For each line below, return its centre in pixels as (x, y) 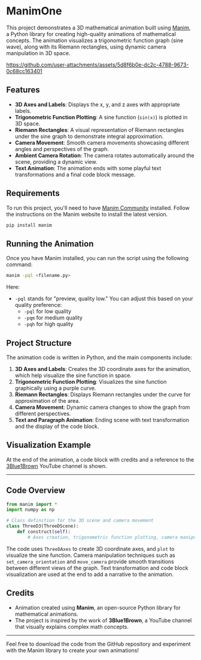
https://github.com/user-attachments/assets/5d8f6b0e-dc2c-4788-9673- (98, 65)
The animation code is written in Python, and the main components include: (99, 357)
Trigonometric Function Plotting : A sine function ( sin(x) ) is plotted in (101, 117)
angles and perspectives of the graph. (62, 149)
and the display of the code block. (57, 426)
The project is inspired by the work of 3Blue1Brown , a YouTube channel (103, 620)
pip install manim (29, 225)
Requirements (33, 193)
